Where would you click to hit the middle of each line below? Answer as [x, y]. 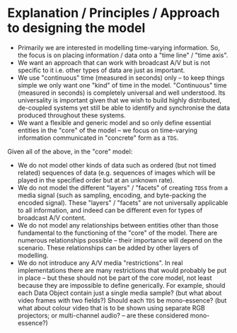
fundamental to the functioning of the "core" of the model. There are [117, 233]
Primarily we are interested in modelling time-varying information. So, [119, 47]
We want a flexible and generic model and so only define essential [114, 122]
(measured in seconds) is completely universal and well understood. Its [121, 93]
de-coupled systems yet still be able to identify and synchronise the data [124, 107]
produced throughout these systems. [71, 115]
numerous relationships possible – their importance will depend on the [120, 240]
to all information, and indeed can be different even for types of [110, 210]
